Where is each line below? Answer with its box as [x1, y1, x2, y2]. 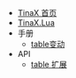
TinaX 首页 [17, 8, 57, 18]
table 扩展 [30, 60, 68, 69]
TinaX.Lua [17, 18, 55, 28]
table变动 [30, 39, 65, 49]
